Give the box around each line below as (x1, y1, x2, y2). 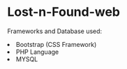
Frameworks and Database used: (7, 27, 103, 35)
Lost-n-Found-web (7, 4, 121, 20)
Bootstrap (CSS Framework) (16, 40, 97, 48)
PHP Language (16, 48, 59, 56)
